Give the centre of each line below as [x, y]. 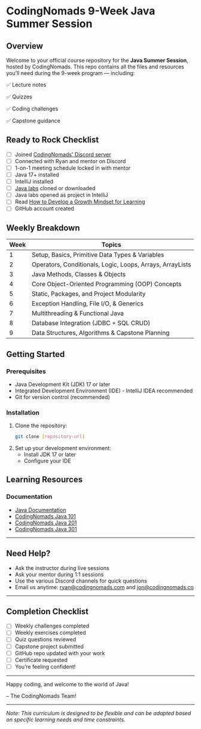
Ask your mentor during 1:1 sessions [59, 574]
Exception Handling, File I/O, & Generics [88, 304]
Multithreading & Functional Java [78, 313]
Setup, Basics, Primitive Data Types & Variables [98, 255]
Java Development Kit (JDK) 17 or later [63, 384]
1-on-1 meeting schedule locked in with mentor [73, 168]
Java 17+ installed [37, 175]
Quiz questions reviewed [45, 640]
